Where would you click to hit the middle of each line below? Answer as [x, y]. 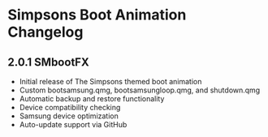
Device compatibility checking [70, 107]
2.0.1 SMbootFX [49, 62]
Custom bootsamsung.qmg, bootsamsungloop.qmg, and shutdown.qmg [140, 90]
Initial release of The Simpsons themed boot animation [110, 81]
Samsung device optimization [69, 116]
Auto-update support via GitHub [73, 124]
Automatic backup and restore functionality [92, 98]
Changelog [45, 32]
